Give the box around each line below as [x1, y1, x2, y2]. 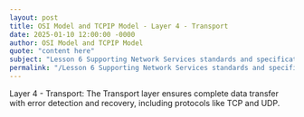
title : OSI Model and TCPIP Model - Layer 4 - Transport [9, 22, 229, 31]
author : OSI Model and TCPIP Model [9, 38, 144, 48]
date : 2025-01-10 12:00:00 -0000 [9, 30, 136, 39]
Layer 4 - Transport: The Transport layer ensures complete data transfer [9, 87, 279, 99]
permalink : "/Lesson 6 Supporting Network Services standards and [9, 64, 265, 73]
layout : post [9, 13, 59, 22]
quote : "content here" [9, 47, 95, 56]
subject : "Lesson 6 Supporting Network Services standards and [9, 55, 253, 64]
